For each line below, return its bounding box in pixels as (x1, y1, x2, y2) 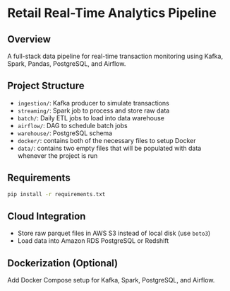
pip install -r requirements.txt (7, 190, 106, 198)
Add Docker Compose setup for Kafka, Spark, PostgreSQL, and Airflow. (7, 276, 215, 285)
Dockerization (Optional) (7, 257, 119, 269)
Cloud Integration (7, 210, 86, 222)
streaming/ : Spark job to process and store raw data (17, 106, 170, 115)
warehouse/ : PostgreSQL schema (17, 129, 113, 137)
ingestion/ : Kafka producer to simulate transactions (17, 98, 169, 107)
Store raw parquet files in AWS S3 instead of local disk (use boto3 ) (17, 229, 211, 238)
